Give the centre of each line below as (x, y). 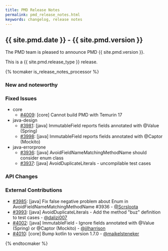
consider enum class (42, 158)
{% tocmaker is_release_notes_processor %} (52, 72)
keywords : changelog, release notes (44, 19)
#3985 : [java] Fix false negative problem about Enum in (70, 201)
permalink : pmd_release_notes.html (43, 15)
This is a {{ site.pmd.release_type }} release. (51, 62)
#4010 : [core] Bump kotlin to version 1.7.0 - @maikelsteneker (76, 233)
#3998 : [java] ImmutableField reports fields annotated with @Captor (91, 136)
